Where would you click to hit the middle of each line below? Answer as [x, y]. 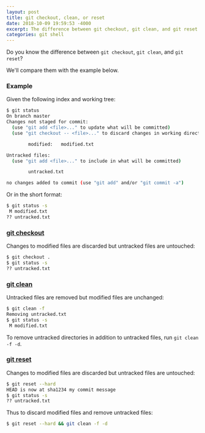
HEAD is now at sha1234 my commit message [61, 390]
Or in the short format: [34, 195]
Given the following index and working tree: [61, 99]
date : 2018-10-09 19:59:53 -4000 [49, 23]
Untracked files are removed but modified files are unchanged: [85, 298]
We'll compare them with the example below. [63, 70]
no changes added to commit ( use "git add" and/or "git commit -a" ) [95, 183]
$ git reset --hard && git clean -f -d [57, 424]
